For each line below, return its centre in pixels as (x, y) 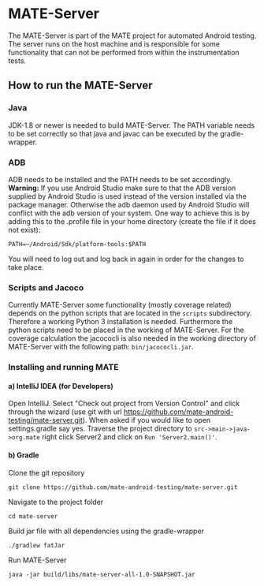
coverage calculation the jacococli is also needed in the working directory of (132, 338)
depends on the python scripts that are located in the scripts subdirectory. (130, 313)
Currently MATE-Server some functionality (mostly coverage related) (120, 305)
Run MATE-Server (37, 560)
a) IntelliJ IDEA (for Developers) (61, 386)
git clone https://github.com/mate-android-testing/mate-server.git (123, 487)
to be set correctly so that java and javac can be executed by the (113, 133)
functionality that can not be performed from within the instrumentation (124, 52)
